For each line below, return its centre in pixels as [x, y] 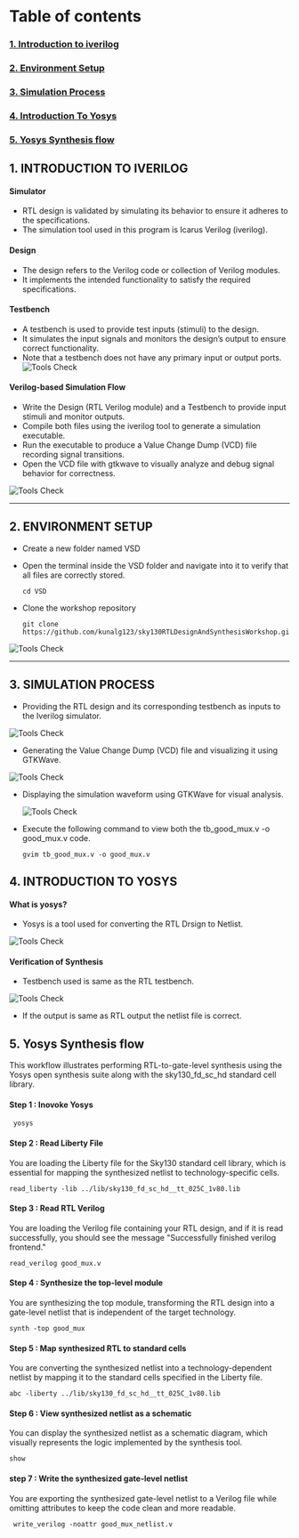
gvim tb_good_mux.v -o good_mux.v [86, 854]
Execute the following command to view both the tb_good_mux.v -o [146, 829]
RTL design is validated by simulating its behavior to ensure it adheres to [155, 211]
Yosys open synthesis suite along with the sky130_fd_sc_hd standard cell [143, 1075]
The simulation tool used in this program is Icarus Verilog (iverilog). [145, 230]
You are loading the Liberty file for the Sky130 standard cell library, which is [148, 1162]
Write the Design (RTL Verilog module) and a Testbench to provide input [154, 407]
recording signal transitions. [73, 454]
